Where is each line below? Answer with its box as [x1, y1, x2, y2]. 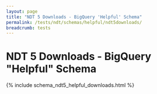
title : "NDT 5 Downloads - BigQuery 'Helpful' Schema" [6, 14, 142, 20]
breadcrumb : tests [6, 25, 51, 31]
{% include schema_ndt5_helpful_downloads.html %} [6, 82, 135, 89]
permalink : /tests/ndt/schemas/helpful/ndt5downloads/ [6, 19, 142, 25]
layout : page [6, 8, 38, 15]
